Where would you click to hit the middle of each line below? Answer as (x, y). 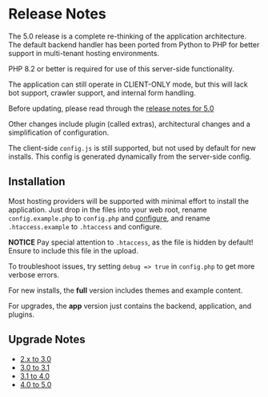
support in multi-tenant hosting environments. (84, 53)
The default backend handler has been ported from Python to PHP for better (134, 44)
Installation (37, 182)
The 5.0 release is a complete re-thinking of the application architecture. (127, 36)
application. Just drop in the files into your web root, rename (108, 209)
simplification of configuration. (59, 132)
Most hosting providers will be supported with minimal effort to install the (129, 201)
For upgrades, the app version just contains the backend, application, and (130, 306)
